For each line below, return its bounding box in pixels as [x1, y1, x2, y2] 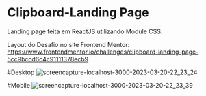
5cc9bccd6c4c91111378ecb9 [7, 54, 89, 63]
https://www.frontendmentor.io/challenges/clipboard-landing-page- [7, 48, 199, 56]
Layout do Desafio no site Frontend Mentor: [7, 40, 130, 48]
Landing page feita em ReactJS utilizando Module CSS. [7, 27, 163, 35]
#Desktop [7, 68, 35, 76]
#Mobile [7, 81, 31, 89]
